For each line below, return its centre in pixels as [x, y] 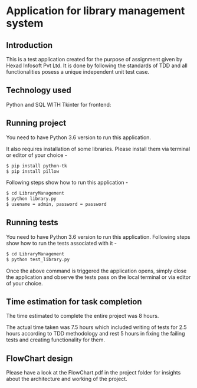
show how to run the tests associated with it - [61, 243]
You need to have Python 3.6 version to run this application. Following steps [98, 236]
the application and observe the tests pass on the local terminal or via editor [98, 277]
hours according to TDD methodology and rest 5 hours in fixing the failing [96, 334]
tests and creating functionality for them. [55, 340]
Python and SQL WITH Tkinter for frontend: [59, 104]
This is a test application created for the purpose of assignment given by [94, 59]
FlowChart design [40, 358]
